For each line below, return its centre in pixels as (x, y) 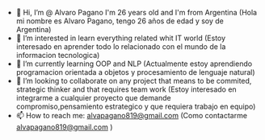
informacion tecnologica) (58, 55)
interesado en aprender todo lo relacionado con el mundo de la (121, 47)
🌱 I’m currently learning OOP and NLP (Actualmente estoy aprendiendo (134, 64)
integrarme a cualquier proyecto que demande (93, 98)
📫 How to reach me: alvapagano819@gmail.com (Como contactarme (132, 115)
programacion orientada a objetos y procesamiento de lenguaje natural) (136, 72)
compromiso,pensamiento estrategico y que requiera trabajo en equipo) (136, 106)
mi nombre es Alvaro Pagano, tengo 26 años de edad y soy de (120, 21)
